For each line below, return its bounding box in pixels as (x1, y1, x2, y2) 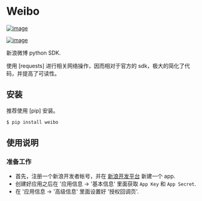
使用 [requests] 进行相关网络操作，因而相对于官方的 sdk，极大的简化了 (6, 62, 185, 69)
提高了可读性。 (22, 69, 60, 77)
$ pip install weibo (6, 119, 59, 125)
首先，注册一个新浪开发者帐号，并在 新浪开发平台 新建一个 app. (15, 173, 176, 180)
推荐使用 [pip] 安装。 (6, 107, 59, 114)
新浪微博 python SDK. (6, 49, 61, 56)
